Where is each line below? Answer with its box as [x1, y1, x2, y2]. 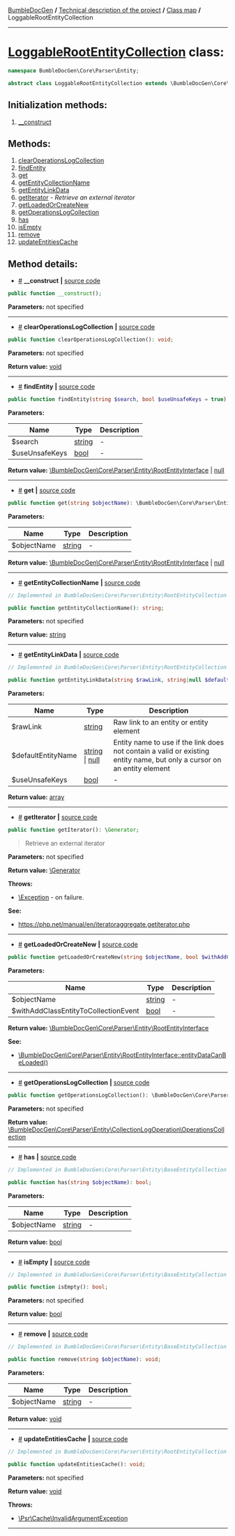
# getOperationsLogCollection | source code [17, 1078, 150, 1086]
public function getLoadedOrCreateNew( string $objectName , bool [8, 954, 199, 961]
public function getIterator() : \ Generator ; [8, 826, 139, 834]
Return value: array [8, 793, 65, 801]
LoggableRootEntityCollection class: [8, 45, 225, 60]
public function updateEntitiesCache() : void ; [8, 1461, 146, 1468]
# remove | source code [17, 1330, 89, 1338]
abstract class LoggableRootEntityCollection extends [8, 79, 168, 86]
